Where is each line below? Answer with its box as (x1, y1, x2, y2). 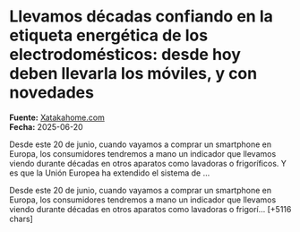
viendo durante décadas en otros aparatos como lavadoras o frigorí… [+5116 (9, 203, 292, 214)
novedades (9, 82, 94, 103)
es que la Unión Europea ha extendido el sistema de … (9, 168, 210, 178)
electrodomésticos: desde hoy (9, 45, 242, 64)
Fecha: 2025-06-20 (9, 121, 83, 132)
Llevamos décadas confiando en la (9, 6, 273, 27)
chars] (9, 213, 33, 224)
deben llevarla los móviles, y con (9, 64, 258, 84)
